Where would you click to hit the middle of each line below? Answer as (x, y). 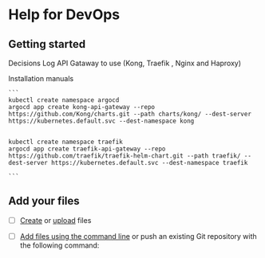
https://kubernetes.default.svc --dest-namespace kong (101, 121)
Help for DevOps (64, 15)
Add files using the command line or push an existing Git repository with (138, 236)
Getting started (47, 44)
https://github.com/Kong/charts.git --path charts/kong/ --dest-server (130, 114)
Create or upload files (55, 220)
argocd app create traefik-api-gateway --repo (87, 149)
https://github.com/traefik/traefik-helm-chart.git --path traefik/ (125, 156)
